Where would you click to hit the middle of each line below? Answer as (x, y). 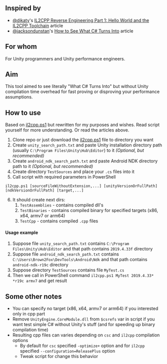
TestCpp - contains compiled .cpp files (59, 221)
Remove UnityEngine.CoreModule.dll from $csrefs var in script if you (83, 319)
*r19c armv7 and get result (40, 281)
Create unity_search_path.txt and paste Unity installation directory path (87, 145)
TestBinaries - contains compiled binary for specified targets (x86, (89, 210)
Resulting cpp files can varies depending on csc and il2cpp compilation (86, 335)
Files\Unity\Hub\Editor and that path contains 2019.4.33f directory (82, 249)
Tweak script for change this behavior (59, 356)
